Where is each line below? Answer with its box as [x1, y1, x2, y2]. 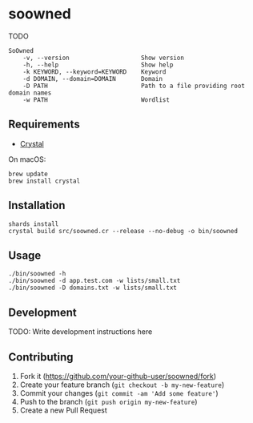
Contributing [8, 350, 74, 364]
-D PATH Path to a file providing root [22, 82, 246, 90]
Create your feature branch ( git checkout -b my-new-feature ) [19, 380, 225, 389]
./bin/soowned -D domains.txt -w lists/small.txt [8, 284, 178, 292]
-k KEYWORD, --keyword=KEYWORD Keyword [22, 67, 167, 76]
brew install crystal [8, 177, 81, 185]
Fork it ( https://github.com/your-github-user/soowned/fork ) [19, 372, 217, 381]
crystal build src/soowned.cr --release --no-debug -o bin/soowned [8, 227, 239, 235]
